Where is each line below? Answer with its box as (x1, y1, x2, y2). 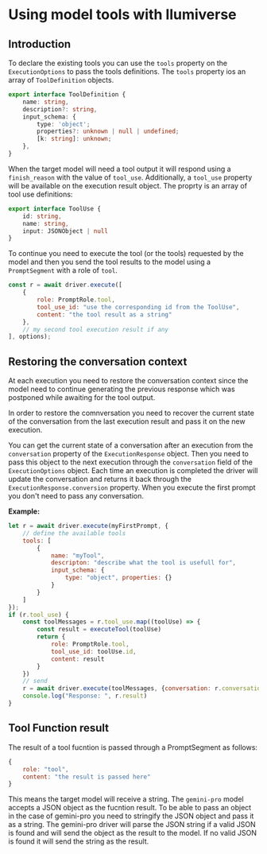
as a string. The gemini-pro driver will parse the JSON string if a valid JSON (8, 820, 256, 829)
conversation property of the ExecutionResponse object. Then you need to (8, 449, 249, 459)
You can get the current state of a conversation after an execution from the (8, 441, 253, 450)
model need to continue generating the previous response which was (8, 384, 236, 394)
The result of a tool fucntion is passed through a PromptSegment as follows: (8, 742, 258, 752)
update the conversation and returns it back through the (8, 475, 192, 484)
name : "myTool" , (50, 551, 105, 560)
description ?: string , (22, 105, 98, 113)
